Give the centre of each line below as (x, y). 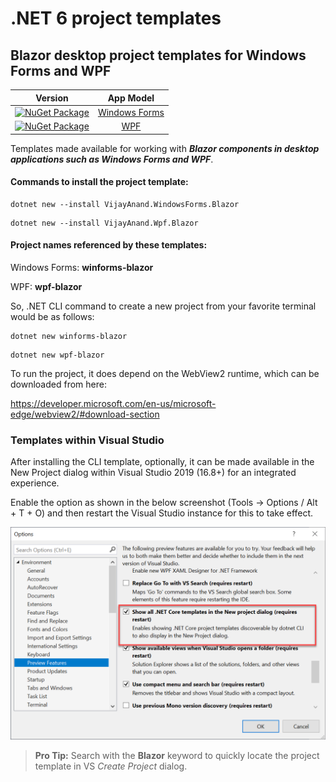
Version (52, 98)
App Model (131, 98)
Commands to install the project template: (99, 182)
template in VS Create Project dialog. (111, 766)
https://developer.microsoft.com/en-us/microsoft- (113, 403)
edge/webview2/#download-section (85, 414)
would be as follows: (52, 316)
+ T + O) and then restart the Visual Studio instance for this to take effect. (162, 513)
